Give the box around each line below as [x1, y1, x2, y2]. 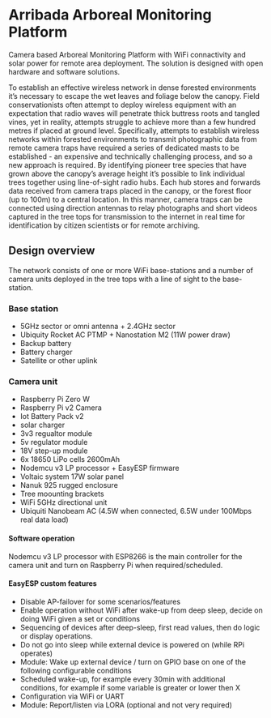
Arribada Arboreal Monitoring [8, 6, 212, 24]
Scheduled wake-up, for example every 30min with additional [19, 674, 226, 684]
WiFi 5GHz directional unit [19, 498, 108, 507]
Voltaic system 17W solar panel [19, 472, 125, 481]
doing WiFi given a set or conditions [19, 613, 140, 623]
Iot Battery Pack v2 [19, 412, 84, 421]
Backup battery [19, 339, 72, 348]
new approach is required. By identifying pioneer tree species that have [8, 160, 247, 169]
